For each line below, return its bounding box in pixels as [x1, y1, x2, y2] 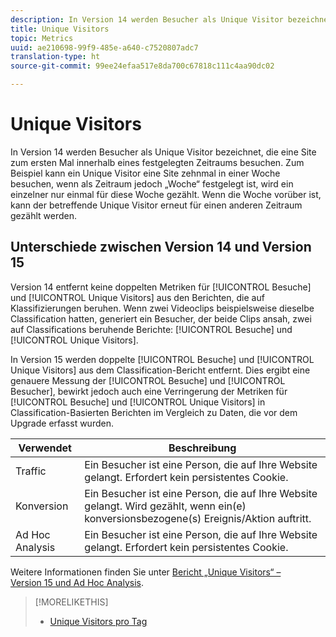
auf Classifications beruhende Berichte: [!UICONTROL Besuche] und [10, 323, 293, 335]
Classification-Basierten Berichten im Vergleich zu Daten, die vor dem [10, 406, 298, 418]
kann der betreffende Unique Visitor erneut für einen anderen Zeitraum [10, 199, 303, 211]
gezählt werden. [10, 209, 77, 221]
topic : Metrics [10, 33, 74, 43]
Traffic [15, 464, 47, 478]
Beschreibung [168, 441, 237, 455]
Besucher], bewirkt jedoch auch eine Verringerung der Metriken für [10, 385, 288, 397]
